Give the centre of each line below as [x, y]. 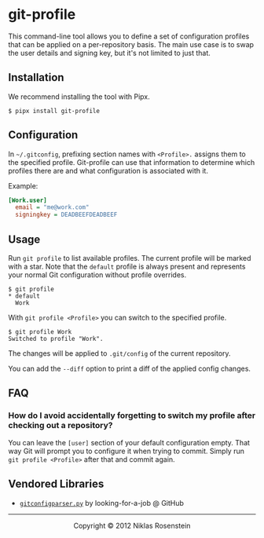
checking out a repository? [60, 426]
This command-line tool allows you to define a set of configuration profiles [129, 36]
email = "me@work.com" [52, 207]
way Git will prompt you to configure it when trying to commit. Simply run [126, 451]
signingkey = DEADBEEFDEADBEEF [66, 215]
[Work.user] [27, 200]
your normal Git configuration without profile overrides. [97, 275]
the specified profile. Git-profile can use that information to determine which [132, 162]
